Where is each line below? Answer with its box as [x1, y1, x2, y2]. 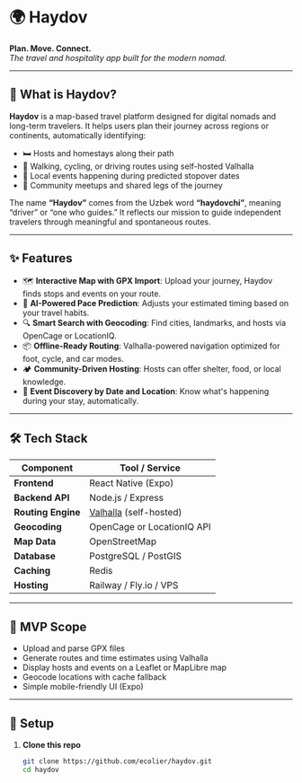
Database [13, 550, 57, 562]
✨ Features [9, 251, 73, 266]
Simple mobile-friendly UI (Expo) [22, 682, 144, 692]
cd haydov [22, 765, 60, 774]
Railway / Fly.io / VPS [89, 579, 179, 592]
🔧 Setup [9, 716, 55, 731]
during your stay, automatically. [22, 395, 139, 406]
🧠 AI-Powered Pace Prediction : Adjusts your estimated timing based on [22, 297, 289, 308]
